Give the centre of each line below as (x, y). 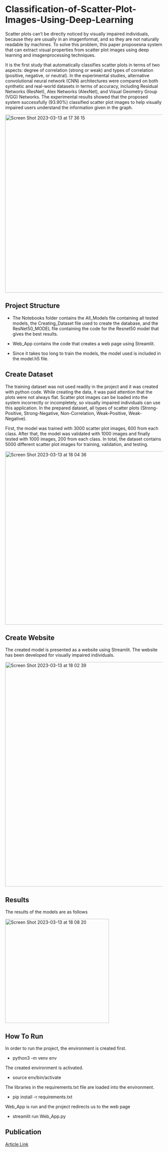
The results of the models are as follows (46, 912)
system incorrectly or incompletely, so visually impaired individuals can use (83, 402)
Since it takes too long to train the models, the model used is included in (86, 353)
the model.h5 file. (30, 358)
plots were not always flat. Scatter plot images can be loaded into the (76, 397)
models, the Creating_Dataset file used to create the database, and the (85, 323)
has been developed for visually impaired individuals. (60, 655)
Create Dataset (29, 375)
